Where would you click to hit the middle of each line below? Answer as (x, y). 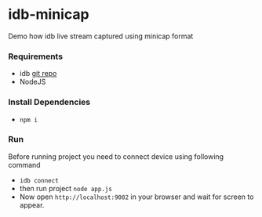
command (24, 165)
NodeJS (33, 82)
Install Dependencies (49, 102)
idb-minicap (49, 14)
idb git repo (38, 74)
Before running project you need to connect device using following (116, 156)
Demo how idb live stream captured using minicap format (101, 36)
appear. (32, 204)
